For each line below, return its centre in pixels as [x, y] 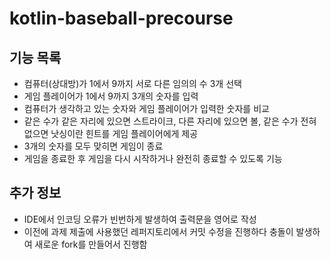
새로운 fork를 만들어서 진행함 [91, 244]
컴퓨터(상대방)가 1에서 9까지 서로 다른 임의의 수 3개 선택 [132, 83]
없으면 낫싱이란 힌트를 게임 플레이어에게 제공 [111, 133]
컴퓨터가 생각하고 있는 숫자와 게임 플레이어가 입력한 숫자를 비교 [146, 108]
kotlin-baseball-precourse [121, 18]
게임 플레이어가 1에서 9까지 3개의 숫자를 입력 [111, 96]
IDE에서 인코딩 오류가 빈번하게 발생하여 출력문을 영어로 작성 [140, 219]
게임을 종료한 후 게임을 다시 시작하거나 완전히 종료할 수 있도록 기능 [153, 158]
